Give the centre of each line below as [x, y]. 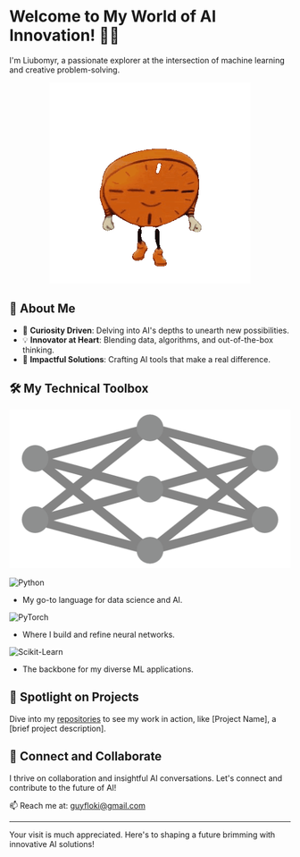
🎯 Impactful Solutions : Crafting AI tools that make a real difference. [146, 359]
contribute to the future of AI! [63, 787]
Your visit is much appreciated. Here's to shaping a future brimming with [142, 835]
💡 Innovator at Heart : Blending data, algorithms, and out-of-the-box [148, 339]
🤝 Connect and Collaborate [86, 756]
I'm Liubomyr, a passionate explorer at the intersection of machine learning [147, 60]
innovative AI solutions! [52, 844]
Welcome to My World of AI [113, 17]
